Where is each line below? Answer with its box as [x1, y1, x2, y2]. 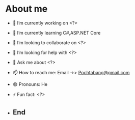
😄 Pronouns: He [12, 81, 47, 87]
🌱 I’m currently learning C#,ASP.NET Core [12, 29, 101, 36]
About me [5, 3, 48, 15]
